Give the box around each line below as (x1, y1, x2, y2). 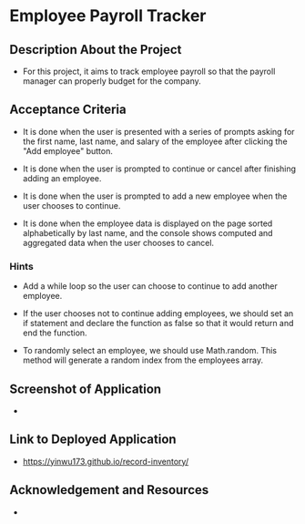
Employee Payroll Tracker (9, 5, 207, 26)
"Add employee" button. (22, 145, 114, 156)
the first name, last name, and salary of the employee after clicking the (22, 136, 289, 147)
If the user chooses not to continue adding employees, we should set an (22, 308, 294, 319)
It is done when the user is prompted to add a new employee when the (22, 190, 288, 201)
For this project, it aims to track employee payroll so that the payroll (22, 66, 276, 77)
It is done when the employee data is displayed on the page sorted (22, 218, 273, 229)
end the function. (22, 327, 88, 338)
